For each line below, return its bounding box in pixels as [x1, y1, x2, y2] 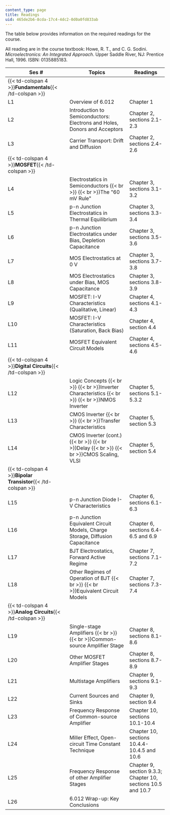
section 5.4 [129, 448, 156, 455]
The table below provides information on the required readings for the [5, 31, 151, 37]
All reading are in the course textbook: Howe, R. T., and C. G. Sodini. [5, 46, 148, 52]
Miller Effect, [69, 734, 100, 741]
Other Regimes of [69, 569, 111, 576]
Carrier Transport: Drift [69, 137, 124, 144]
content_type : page [5, 7, 47, 13]
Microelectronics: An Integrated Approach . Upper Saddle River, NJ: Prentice [5, 51, 164, 57]
